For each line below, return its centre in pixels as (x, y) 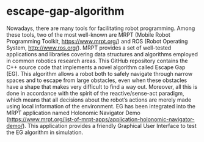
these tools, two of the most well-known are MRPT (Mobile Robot (89, 34)
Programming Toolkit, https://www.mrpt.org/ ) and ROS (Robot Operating (97, 41)
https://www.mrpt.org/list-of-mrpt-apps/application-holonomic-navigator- (101, 119)
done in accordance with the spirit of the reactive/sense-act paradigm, (95, 93)
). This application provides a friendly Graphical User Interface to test (109, 125)
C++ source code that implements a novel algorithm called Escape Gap (96, 67)
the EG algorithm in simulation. (45, 132)
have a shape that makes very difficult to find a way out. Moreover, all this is (102, 86)
